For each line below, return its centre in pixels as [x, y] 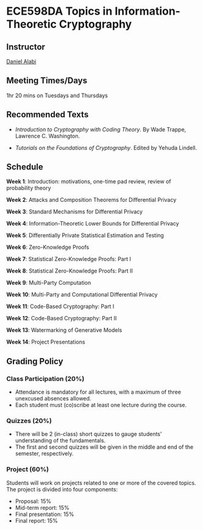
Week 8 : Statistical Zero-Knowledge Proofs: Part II [69, 271]
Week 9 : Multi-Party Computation [49, 283]
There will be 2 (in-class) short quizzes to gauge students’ [88, 434]
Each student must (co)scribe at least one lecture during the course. [101, 405]
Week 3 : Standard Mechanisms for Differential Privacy [75, 212]
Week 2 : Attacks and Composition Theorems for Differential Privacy [91, 200]
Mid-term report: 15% [42, 507]
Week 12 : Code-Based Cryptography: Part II [62, 318]
